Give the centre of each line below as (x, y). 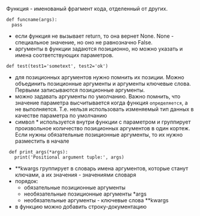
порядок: (27, 181)
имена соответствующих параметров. (64, 55)
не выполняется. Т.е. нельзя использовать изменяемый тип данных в (104, 109)
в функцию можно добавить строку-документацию (81, 207)
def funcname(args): (32, 20)
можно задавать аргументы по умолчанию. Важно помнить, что (98, 96)
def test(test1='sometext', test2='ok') (57, 66)
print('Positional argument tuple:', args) (69, 157)
